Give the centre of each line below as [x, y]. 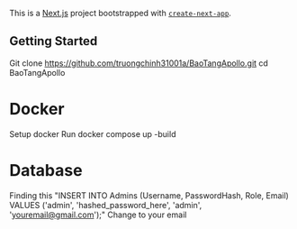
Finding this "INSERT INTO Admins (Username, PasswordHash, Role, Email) [149, 195]
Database [46, 170]
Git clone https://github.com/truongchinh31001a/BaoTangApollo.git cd [139, 63]
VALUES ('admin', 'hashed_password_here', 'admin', [106, 205]
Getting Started [54, 41]
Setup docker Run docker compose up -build [93, 133]
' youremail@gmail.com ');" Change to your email [98, 215]
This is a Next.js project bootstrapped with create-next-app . [121, 13]
